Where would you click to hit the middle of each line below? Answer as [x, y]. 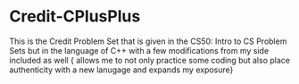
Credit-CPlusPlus [75, 17]
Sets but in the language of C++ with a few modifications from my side [139, 50]
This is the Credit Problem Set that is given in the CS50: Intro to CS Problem [148, 41]
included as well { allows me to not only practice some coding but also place [149, 60]
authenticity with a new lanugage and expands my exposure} [121, 70]
